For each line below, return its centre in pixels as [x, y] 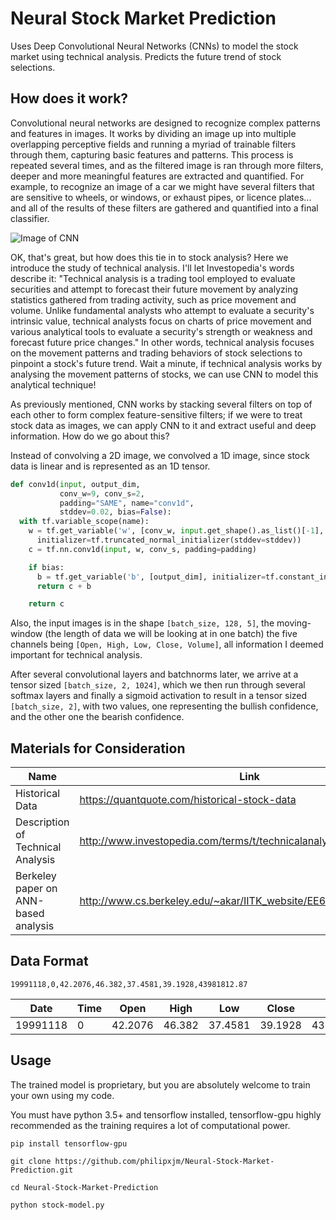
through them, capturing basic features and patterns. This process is [152, 154]
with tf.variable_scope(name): [84, 522]
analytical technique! [53, 384]
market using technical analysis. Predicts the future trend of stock [146, 56]
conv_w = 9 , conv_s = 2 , [102, 493]
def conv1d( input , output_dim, [75, 484]
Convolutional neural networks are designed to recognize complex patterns [165, 123]
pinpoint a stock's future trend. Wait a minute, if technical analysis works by [166, 363]
